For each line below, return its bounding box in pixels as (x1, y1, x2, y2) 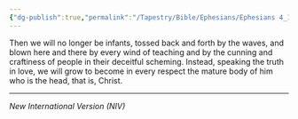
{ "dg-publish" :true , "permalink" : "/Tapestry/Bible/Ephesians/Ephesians (9, 12, 276, 22)
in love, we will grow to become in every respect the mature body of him (9, 66, 273, 76)
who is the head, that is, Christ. (9, 75, 123, 85)
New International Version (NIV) (9, 100, 126, 111)
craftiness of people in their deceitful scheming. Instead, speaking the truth (9, 56, 285, 67)
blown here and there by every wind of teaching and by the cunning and (9, 46, 273, 58)
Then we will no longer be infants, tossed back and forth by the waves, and (9, 37, 284, 48)
